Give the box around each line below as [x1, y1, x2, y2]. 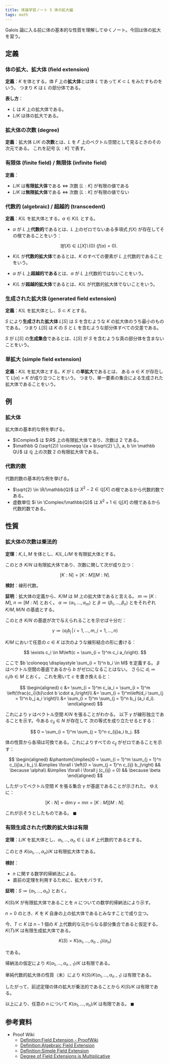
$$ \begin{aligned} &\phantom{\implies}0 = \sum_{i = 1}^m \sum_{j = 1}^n [9, 756, 161, 762]
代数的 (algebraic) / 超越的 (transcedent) [5, 203, 105, 210]
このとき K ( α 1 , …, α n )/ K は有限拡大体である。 [5, 848, 98, 856]
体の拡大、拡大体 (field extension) [5, 66, 90, 73]
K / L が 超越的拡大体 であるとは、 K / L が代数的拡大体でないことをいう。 [12, 281, 158, 287]
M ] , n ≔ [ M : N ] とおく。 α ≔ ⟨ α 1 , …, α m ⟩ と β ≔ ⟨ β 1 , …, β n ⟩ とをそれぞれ [5, 599, 156, 607]
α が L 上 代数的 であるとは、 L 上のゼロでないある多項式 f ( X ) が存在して [12, 227, 160, 233]
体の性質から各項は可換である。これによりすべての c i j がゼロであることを [5, 739, 158, 747]
